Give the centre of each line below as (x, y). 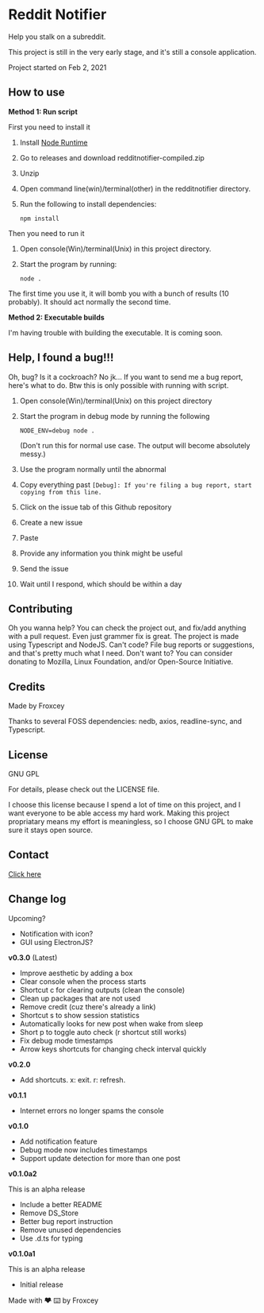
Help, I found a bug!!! (61, 358)
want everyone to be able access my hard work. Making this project (119, 813)
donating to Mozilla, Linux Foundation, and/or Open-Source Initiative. (121, 662)
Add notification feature (58, 1141)
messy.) (33, 454)
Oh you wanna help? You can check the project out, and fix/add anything (127, 628)
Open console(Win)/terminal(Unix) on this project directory (116, 401)
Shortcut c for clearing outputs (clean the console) (102, 990)
